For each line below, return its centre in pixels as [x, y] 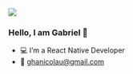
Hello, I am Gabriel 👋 [48, 33]
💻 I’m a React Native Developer [73, 50]
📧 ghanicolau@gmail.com [62, 62]
